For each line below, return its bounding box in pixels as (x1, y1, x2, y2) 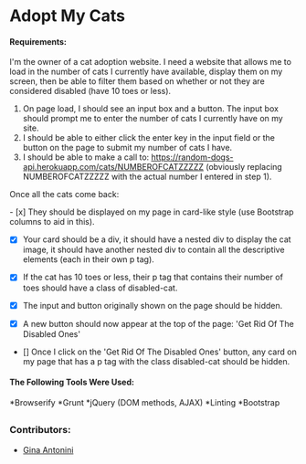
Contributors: (9, 424, 71, 437)
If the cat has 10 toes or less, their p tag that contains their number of (22, 271, 283, 283)
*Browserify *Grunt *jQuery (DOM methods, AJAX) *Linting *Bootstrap (9, 396, 280, 407)
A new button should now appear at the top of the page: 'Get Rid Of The (22, 318, 294, 329)
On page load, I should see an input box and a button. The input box (22, 103, 279, 114)
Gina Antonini (22, 444, 74, 455)
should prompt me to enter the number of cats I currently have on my (22, 113, 283, 124)
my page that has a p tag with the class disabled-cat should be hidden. (22, 355, 290, 366)
